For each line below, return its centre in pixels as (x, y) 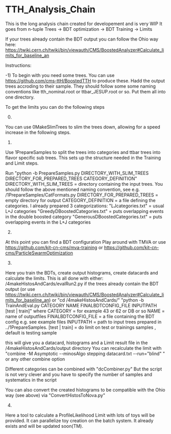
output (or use (20, 289)
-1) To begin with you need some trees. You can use (60, 75)
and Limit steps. (22, 163)
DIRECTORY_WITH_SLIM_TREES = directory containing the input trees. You (84, 184)
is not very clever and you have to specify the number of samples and (79, 374)
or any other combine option (35, 359)
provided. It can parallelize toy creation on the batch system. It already (79, 420)
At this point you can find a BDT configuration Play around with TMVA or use (86, 242)
